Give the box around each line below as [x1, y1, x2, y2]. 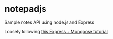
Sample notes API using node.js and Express [4, 19, 95, 25]
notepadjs [4, 3, 47, 14]
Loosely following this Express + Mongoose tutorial [4, 28, 108, 34]
